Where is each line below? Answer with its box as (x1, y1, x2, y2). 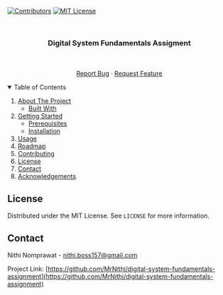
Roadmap (17, 142, 46, 150)
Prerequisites (28, 119, 67, 128)
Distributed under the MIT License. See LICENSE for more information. (7, 211, 210, 220)
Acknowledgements (17, 172, 77, 181)
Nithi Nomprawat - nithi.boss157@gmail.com (7, 250, 138, 259)
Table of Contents (13, 83, 66, 91)
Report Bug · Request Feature (76, 69, 163, 78)
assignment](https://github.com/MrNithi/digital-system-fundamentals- (7, 272, 214, 280)
